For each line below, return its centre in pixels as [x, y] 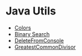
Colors [23, 28]
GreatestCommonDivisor [45, 47]
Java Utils [31, 11]
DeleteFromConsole [39, 40]
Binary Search [32, 34]
